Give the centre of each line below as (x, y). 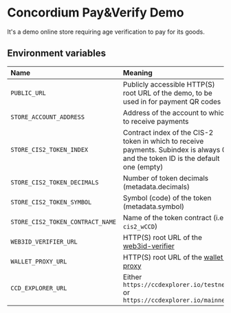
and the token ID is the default (171, 158)
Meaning (137, 72)
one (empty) (143, 166)
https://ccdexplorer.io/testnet (176, 284)
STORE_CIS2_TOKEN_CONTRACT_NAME (64, 222)
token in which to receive (163, 141)
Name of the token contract (167, 217)
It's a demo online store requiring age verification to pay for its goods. (106, 32)
